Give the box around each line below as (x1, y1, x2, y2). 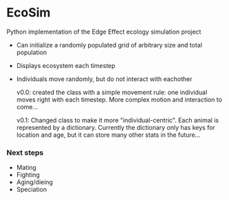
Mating (16, 164, 37, 172)
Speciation (16, 186, 47, 194)
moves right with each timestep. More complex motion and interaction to (16, 95, 223, 104)
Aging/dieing (16, 178, 53, 186)
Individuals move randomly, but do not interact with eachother (16, 74, 193, 83)
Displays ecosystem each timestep (16, 61, 116, 69)
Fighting (16, 170, 41, 179)
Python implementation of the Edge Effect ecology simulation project (6, 27, 201, 36)
